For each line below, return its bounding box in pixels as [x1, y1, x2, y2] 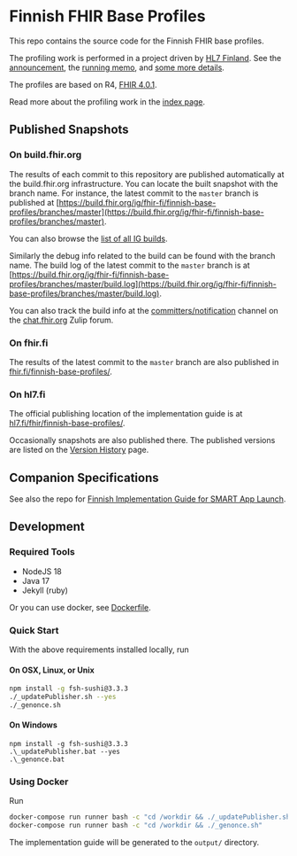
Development [9, 519, 86, 534]
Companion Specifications [9, 470, 159, 485]
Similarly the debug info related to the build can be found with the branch [9, 250, 276, 261]
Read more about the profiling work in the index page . [9, 96, 206, 107]
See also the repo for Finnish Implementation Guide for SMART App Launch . [9, 494, 286, 504]
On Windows [9, 720, 57, 730]
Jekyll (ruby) [21, 585, 69, 595]
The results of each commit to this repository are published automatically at [9, 168, 285, 179]
